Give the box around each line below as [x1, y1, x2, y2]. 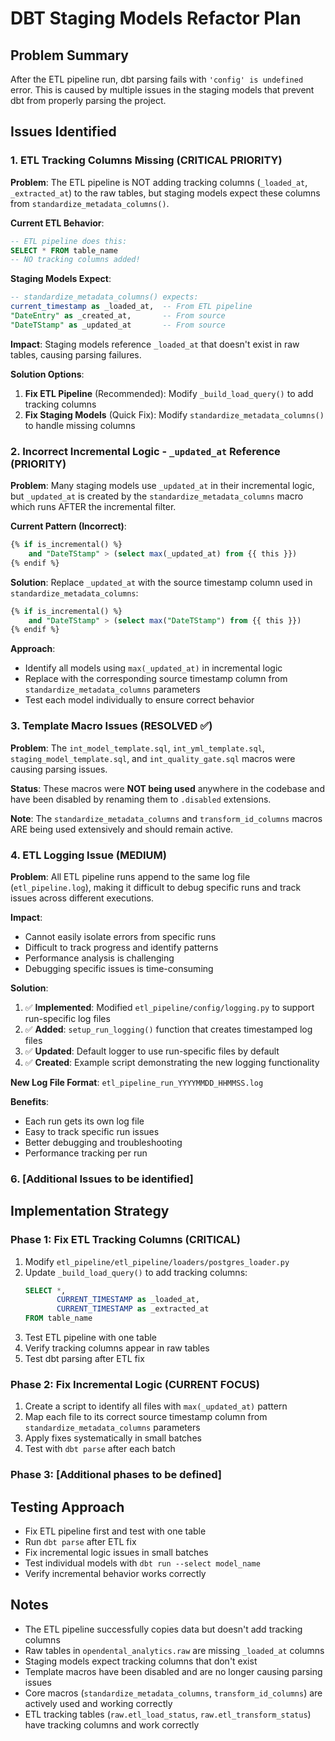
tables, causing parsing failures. [10, 348, 142, 361]
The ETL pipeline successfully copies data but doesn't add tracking [24, 1623, 303, 1635]
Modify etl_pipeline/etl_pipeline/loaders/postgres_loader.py [24, 1255, 290, 1267]
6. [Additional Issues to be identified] [10, 1172, 194, 1186]
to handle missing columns [24, 419, 136, 431]
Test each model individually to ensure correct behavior [24, 694, 255, 706]
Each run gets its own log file [24, 1115, 145, 1127]
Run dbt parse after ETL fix [24, 1536, 137, 1548]
